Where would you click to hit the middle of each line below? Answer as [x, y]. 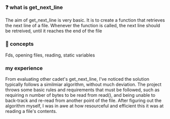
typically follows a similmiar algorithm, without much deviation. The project [83, 84]
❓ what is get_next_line [34, 7]
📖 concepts [20, 44]
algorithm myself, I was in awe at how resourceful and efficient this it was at [84, 106]
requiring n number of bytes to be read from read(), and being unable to [80, 95]
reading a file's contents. [31, 111]
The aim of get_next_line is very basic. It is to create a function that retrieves [85, 20]
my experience [24, 68]
